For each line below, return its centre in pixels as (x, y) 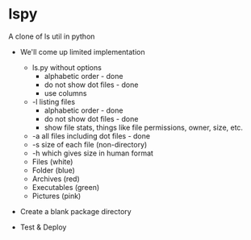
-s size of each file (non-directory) (90, 144)
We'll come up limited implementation (82, 52)
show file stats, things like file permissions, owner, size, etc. (144, 127)
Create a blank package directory (75, 211)
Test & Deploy (43, 227)
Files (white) (52, 161)
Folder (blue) (53, 170)
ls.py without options (67, 67)
